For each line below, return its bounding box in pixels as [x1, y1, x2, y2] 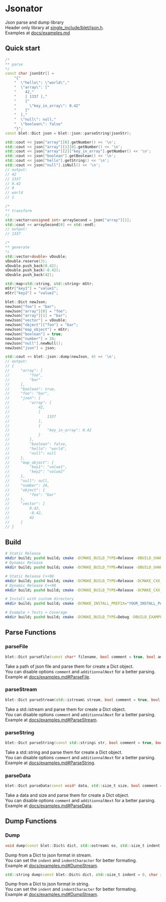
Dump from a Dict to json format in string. [5, 881, 90, 887]
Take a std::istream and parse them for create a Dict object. [5, 706, 126, 712]
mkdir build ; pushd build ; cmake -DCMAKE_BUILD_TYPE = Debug [5, 615, 129, 620]
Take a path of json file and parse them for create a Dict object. [5, 663, 134, 669]
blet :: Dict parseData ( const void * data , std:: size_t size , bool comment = [5, 783, 163, 788]
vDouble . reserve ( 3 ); [5, 258, 48, 263]
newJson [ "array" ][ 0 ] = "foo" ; [5, 308, 68, 314]
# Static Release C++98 [5, 574, 54, 579]
